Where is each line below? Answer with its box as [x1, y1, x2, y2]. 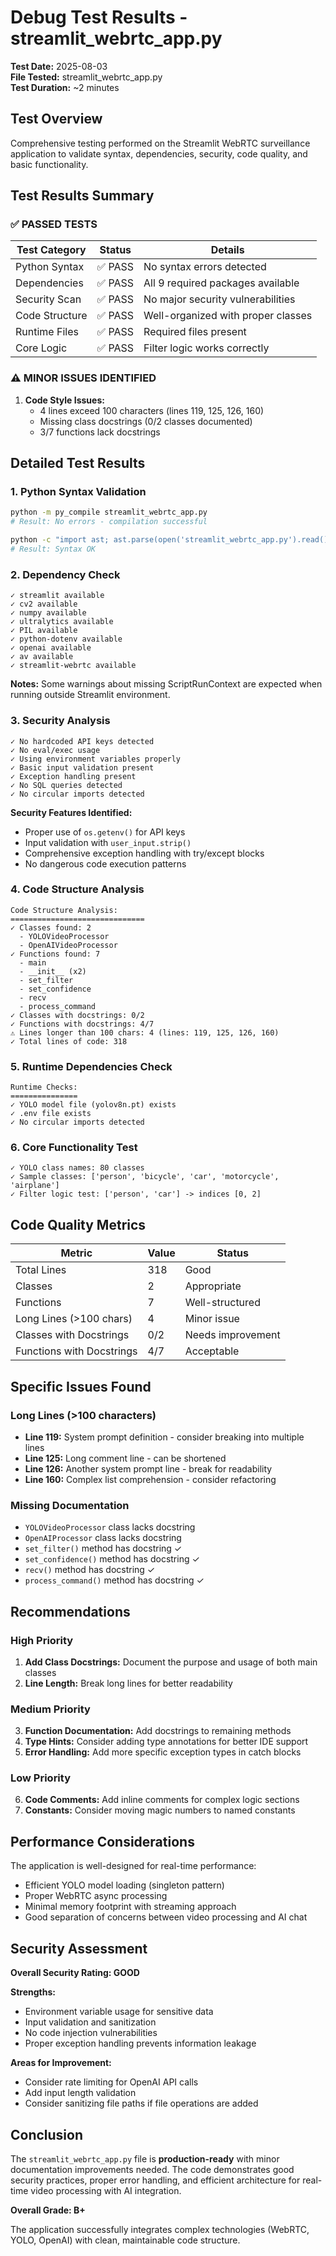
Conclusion [10, 2126, 84, 2143]
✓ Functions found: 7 [10, 949, 101, 959]
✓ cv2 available [10, 599, 78, 610]
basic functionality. [10, 158, 89, 170]
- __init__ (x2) [19, 966, 87, 976]
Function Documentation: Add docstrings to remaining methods [24, 1725, 292, 1737]
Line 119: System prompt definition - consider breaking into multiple [24, 1431, 305, 1443]
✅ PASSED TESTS [10, 217, 98, 231]
